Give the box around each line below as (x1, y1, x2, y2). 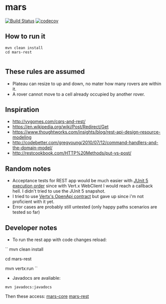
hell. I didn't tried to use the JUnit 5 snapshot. (12, 188, 106, 194)
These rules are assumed (5, 67, 85, 76)
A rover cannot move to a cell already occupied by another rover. (12, 91, 145, 97)
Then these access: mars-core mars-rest (5, 294, 89, 299)
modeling (12, 134, 32, 140)
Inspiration (5, 105, 40, 114)
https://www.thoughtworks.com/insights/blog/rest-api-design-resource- (12, 129, 161, 135)
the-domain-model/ (12, 145, 53, 151)
